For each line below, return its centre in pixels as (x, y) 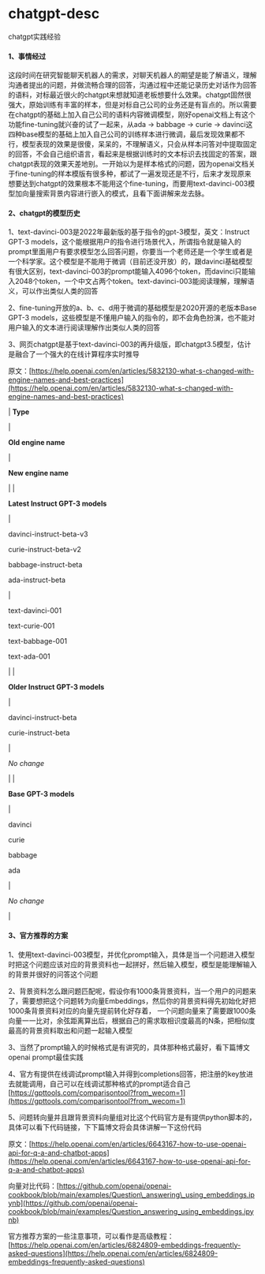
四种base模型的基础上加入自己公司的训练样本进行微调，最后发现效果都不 (127, 134)
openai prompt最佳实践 (46, 1057)
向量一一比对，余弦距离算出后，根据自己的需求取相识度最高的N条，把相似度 (132, 1020)
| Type (19, 412)
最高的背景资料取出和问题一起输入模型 (70, 1030)
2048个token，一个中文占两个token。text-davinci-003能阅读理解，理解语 (134, 282)
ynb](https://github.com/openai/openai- (73, 1203)
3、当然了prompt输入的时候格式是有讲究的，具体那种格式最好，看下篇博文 (129, 1047)
